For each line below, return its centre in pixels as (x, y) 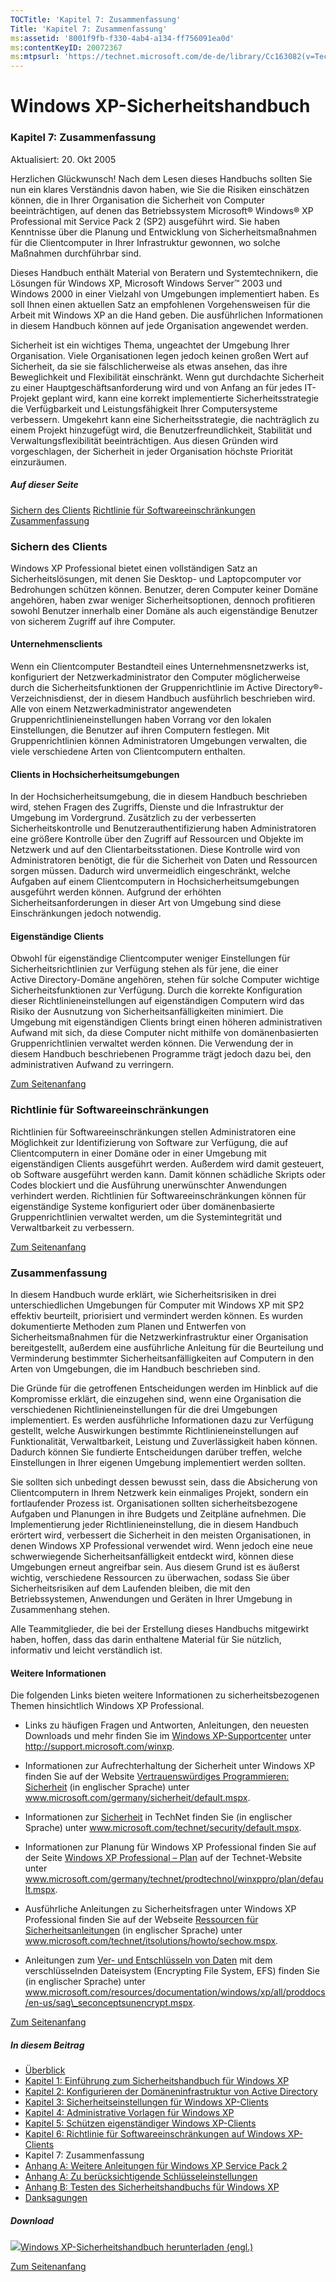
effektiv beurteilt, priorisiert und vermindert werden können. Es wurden (156, 1316)
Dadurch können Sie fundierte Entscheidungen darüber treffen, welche (156, 1452)
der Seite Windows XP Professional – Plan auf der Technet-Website (163, 1858)
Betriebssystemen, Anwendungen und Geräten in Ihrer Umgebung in (151, 1599)
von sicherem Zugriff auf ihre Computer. (93, 621)
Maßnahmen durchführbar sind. (76, 253)
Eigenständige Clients (57, 936)
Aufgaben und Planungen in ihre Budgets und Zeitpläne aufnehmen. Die (158, 1514)
